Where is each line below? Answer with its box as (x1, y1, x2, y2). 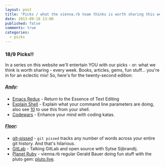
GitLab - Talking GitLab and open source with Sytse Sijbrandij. (12, 146, 138, 152)
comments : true (5, 26, 36, 30)
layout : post (5, 7, 32, 12)
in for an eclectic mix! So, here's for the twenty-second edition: (5, 72, 133, 79)
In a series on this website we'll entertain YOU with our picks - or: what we (5, 62, 156, 68)
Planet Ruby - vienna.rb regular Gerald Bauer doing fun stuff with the (12, 151, 152, 157)
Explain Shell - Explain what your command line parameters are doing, (12, 101, 155, 107)
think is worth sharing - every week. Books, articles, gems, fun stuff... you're (5, 67, 160, 73)
